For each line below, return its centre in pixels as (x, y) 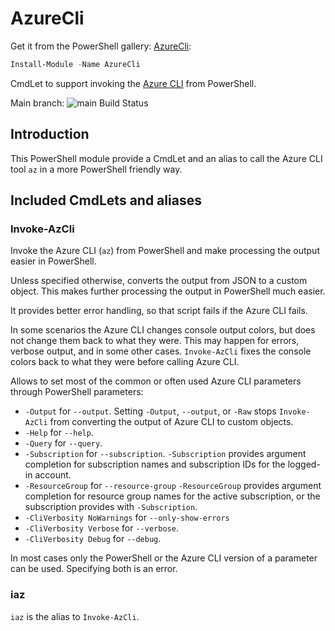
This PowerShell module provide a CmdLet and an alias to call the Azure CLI (166, 158)
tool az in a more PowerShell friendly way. (96, 169)
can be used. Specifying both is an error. (94, 569)
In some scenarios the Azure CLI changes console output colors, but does (163, 330)
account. (53, 475)
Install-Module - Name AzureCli (75, 64)
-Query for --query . (63, 443)
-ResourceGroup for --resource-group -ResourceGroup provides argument (173, 486)
